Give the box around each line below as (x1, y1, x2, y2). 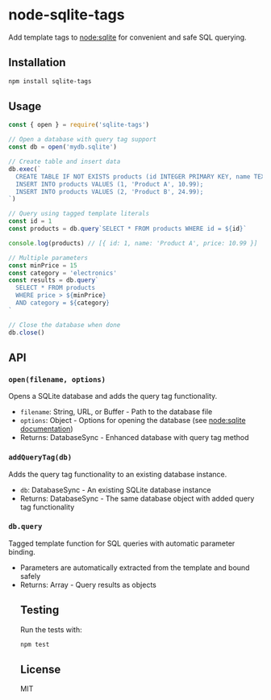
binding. (8, 547, 36, 556)
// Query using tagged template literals (8, 210, 150, 218)
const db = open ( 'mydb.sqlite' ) (8, 143, 117, 151)
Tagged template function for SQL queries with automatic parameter (8, 539, 236, 548)
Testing (19, 603, 60, 617)
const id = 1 (8, 217, 52, 225)
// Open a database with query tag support (8, 136, 157, 144)
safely (19, 571, 41, 581)
